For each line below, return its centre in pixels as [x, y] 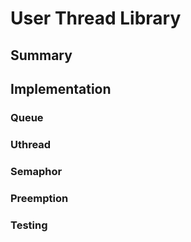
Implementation [61, 88]
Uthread [31, 144]
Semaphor [36, 171]
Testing [29, 225]
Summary [41, 55]
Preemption [39, 198]
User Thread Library [96, 18]
